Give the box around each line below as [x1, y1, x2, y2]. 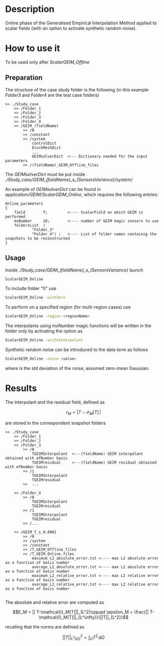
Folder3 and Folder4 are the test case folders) [5, 92, 99, 98]
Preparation [5, 74, 43, 82]
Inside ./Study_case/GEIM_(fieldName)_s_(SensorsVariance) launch [5, 267, 143, 273]
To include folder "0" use [5, 285, 57, 291]
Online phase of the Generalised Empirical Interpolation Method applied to [5, 20, 157, 26]
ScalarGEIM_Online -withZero [5, 295, 66, 300]
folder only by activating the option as [5, 328, 83, 334]
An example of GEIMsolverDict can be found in [5, 186, 101, 192]
